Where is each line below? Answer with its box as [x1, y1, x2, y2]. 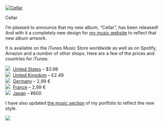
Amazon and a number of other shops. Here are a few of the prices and [5, 51, 155, 56]
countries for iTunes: [5, 56, 49, 62]
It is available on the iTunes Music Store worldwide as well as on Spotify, [5, 45, 157, 51]
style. [5, 105, 17, 111]
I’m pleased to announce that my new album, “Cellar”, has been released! [5, 24, 158, 30]
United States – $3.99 [12, 66, 58, 72]
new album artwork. [5, 35, 47, 41]
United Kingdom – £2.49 [12, 72, 64, 78]
